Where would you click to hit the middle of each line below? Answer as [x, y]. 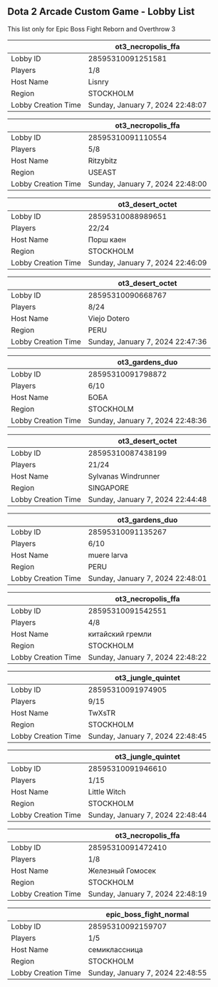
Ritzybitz [103, 160]
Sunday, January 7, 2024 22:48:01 [147, 578]
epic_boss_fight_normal [147, 914]
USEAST [102, 172]
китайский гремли [120, 634]
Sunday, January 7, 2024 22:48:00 [147, 183]
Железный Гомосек [122, 871]
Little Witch [107, 792]
